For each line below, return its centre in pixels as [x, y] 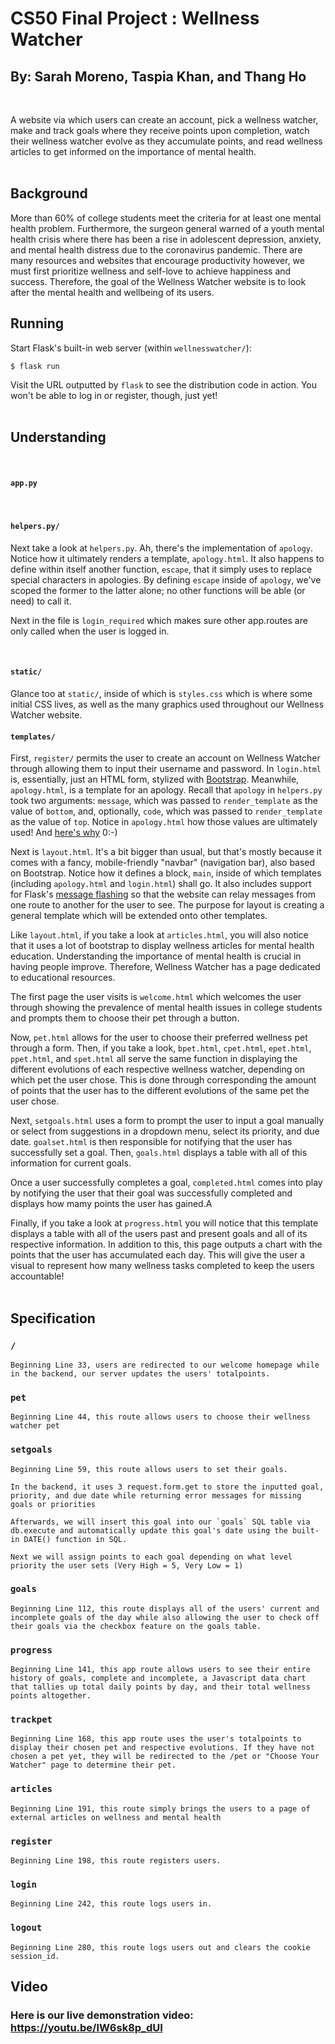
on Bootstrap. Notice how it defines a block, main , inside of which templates [166, 873]
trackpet [31, 1720]
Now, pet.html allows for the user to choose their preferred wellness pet [159, 1038]
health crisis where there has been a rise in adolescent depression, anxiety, [166, 239]
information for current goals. [71, 1163]
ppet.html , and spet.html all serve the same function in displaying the [154, 1059]
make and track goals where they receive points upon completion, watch [160, 130]
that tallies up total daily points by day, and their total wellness [160, 1687]
